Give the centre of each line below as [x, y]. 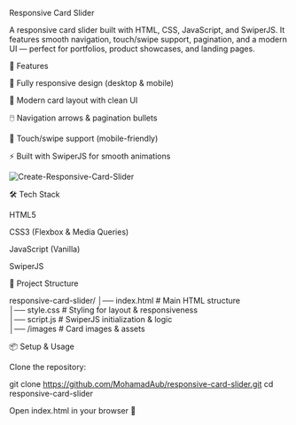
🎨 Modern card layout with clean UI [74, 100]
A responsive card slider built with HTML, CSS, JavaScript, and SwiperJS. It [147, 30]
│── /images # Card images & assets [77, 328]
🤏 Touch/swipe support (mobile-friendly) [84, 138]
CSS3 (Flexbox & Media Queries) [69, 232]
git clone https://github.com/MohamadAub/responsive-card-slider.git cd [141, 384]
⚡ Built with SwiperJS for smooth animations [90, 156]
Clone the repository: [48, 367]
